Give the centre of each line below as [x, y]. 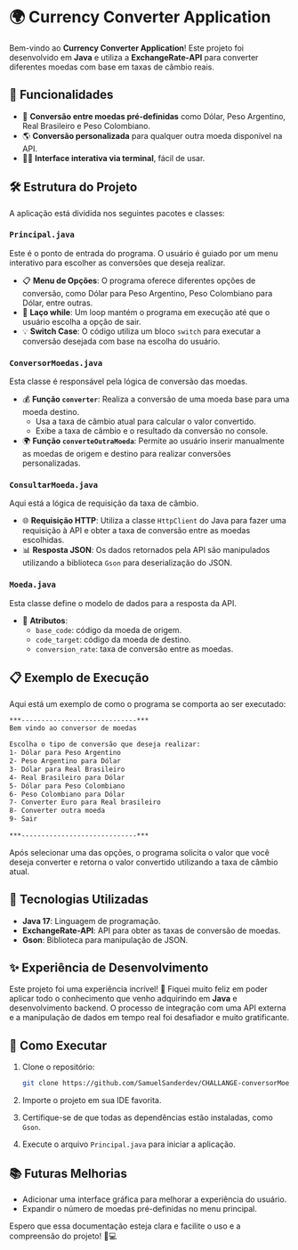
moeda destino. [51, 412]
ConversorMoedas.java [56, 363]
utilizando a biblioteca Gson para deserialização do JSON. [127, 563]
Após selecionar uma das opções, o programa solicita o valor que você [139, 852]
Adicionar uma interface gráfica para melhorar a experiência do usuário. [154, 1199]
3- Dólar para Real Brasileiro [67, 769]
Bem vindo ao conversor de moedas [73, 728]
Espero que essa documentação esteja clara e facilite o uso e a [125, 1226]
